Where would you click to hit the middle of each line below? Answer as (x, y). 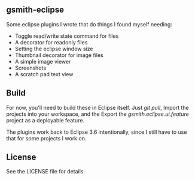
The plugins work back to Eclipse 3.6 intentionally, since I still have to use (97, 132)
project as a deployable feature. (45, 120)
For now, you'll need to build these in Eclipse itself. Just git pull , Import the (98, 107)
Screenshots (31, 68)
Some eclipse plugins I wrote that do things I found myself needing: (89, 24)
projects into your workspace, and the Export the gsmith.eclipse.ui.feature (98, 114)
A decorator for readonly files (51, 42)
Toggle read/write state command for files (67, 36)
